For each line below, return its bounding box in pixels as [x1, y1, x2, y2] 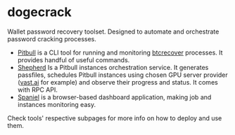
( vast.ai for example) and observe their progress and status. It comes [17, 78, 218, 86]
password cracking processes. [7, 34, 97, 43]
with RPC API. [17, 85, 58, 94]
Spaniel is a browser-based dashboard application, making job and [17, 92, 212, 101]
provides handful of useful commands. [17, 55, 130, 64]
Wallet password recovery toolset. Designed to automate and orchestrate [7, 27, 220, 36]
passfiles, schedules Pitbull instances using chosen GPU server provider [17, 71, 229, 79]
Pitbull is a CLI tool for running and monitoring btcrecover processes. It [17, 48, 223, 57]
